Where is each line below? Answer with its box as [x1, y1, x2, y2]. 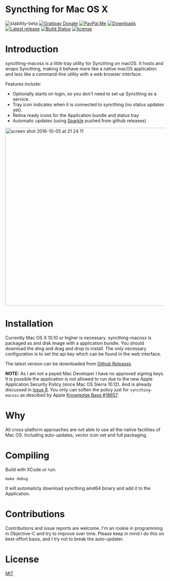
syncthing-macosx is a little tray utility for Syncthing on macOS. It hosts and [5, 60, 163, 66]
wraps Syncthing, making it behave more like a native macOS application [5, 65, 157, 71]
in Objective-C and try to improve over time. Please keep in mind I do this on [5, 530, 164, 536]
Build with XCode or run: [5, 466, 57, 473]
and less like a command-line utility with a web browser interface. [5, 71, 142, 77]
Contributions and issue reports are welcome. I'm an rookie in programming [5, 525, 163, 531]
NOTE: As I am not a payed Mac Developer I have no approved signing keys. [5, 370, 164, 376]
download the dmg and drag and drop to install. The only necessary [5, 345, 147, 351]
